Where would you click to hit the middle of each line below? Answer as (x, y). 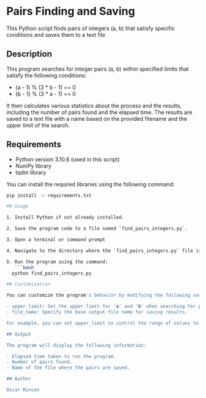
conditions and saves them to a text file (56, 34)
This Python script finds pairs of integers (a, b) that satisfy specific (91, 28)
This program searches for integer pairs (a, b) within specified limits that (97, 69)
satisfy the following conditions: (47, 75)
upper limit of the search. (38, 125)
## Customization (29, 284)
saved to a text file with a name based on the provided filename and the (97, 118)
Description (29, 54)
